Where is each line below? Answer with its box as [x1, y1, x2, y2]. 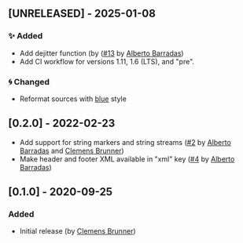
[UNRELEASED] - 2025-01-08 [8, 7, 156, 20]
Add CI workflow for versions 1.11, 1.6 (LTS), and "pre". [19, 56, 195, 66]
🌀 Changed [8, 76, 50, 87]
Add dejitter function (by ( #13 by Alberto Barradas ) [19, 48, 184, 58]
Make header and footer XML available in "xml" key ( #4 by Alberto [19, 154, 235, 164]
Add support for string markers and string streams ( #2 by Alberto [19, 137, 232, 147]
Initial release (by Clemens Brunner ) [19, 227, 136, 236]
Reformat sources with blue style [19, 94, 127, 103]
